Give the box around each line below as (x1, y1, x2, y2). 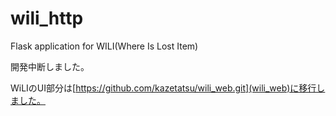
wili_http (10, 7, 84, 30)
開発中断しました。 (10, 60, 90, 72)
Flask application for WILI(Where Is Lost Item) (10, 40, 199, 52)
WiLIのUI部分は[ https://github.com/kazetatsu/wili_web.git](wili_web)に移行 (10, 82, 317, 94)
